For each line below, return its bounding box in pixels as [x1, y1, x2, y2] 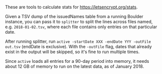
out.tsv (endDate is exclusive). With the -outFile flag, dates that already [5, 44, 152, 49]
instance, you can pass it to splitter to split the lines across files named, [5, 19, 153, 24]
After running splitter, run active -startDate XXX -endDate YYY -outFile [5, 38, 151, 44]
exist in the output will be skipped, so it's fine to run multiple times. [5, 49, 140, 55]
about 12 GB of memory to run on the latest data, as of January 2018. [5, 63, 144, 69]
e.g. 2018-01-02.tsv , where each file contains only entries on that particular [5, 24, 158, 30]
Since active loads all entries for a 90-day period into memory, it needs [5, 58, 149, 64]
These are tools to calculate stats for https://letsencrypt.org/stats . [5, 4, 138, 10]
